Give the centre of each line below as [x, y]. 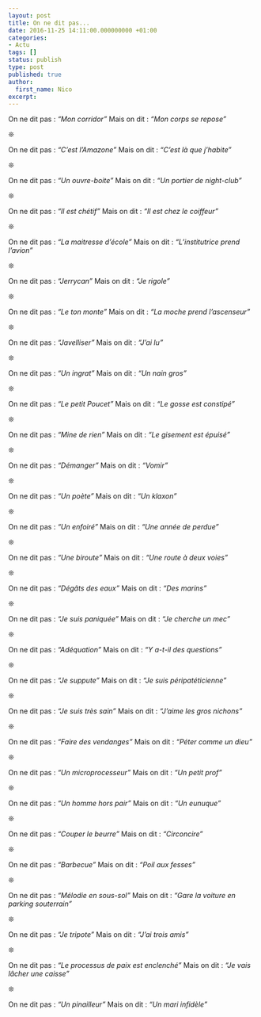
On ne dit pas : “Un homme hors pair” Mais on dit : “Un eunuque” [115, 803]
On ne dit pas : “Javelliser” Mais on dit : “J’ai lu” [86, 342]
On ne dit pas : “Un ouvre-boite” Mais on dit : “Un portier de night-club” [125, 181]
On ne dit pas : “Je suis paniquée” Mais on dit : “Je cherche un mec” [119, 619]
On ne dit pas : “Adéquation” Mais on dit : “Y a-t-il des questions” [115, 650]
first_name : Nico [44, 89]
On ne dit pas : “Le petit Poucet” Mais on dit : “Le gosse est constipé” [122, 404]
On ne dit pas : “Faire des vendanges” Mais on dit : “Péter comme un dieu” [130, 742]
